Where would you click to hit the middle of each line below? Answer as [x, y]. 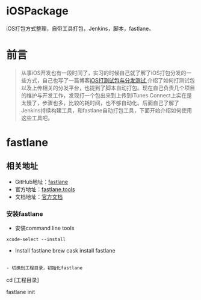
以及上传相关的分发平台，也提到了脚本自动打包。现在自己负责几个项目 [108, 88]
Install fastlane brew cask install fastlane [65, 251]
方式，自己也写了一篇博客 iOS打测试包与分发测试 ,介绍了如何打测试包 [110, 80]
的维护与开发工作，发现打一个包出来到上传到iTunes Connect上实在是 [107, 95]
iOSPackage [37, 11]
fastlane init [21, 292]
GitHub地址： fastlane [41, 182]
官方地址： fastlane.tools [45, 189]
